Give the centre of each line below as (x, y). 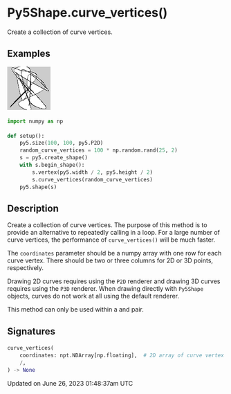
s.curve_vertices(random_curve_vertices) (93, 179)
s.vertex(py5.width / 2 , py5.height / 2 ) (93, 172)
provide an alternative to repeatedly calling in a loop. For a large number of (113, 233)
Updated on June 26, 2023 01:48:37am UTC (70, 383)
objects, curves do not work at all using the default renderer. (93, 296)
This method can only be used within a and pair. (75, 310)
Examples (29, 54)
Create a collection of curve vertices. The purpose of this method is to (107, 225)
